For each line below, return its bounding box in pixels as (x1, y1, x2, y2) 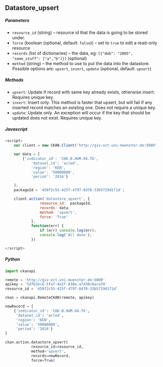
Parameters (5, 17, 30, 23)
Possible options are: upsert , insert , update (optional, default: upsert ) (12, 66, 151, 72)
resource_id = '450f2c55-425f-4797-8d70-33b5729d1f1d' (5, 286, 118, 291)
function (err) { (31, 224, 64, 228)
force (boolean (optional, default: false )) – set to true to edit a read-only (12, 40, 158, 46)
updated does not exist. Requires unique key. (12, 115, 102, 121)
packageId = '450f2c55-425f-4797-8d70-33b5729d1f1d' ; (14, 188, 125, 192)
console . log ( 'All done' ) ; (39, 233, 92, 238)
